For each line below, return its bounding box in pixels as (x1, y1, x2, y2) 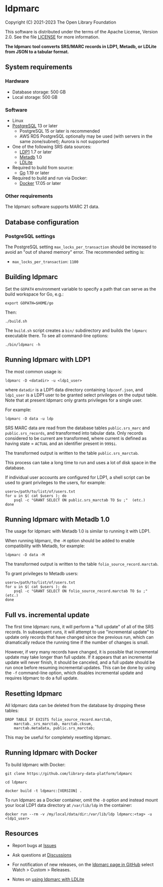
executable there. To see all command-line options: (5, 332, 109, 338)
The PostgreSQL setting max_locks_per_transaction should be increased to (5, 244, 157, 250)
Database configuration (5, 218, 79, 226)
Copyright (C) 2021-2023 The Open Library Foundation (5, 19, 116, 25)
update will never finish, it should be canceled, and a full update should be (5, 659, 155, 665)
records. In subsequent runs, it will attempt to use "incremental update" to (5, 629, 154, 635)
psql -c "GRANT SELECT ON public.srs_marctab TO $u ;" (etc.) (14, 498, 146, 503)
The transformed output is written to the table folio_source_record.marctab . (5, 561, 159, 567)
